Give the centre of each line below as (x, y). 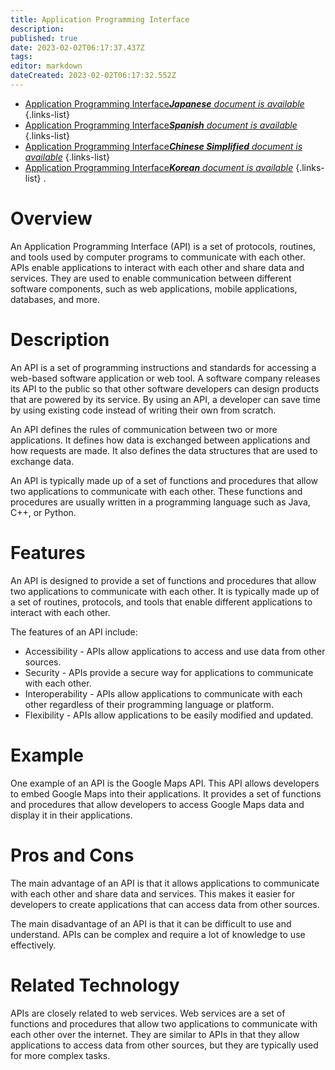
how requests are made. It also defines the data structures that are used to (164, 450)
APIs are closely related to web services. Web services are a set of (148, 1013)
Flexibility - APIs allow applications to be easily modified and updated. (169, 715)
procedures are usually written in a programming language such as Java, (160, 502)
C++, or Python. (43, 512)
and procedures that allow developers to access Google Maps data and (157, 804)
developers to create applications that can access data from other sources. (165, 904)
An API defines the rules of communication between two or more (144, 429)
